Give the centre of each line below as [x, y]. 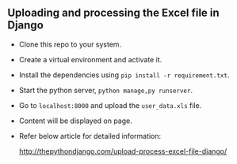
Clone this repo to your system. [70, 44]
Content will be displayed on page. [75, 121]
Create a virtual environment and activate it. [90, 59]
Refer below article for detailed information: [90, 136]
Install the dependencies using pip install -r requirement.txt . [124, 75]
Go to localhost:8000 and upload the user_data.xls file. [110, 105]
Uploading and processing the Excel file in [113, 13]
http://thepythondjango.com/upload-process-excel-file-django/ [123, 151]
